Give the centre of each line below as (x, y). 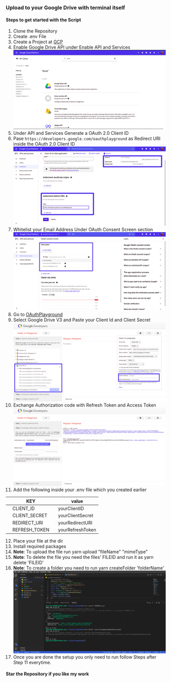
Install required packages (40, 547)
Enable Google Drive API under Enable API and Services (72, 47)
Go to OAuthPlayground (38, 314)
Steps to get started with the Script (43, 20)
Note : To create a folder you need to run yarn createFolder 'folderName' (89, 568)
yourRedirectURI (75, 523)
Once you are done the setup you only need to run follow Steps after (85, 657)
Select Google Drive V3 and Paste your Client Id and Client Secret (82, 320)
